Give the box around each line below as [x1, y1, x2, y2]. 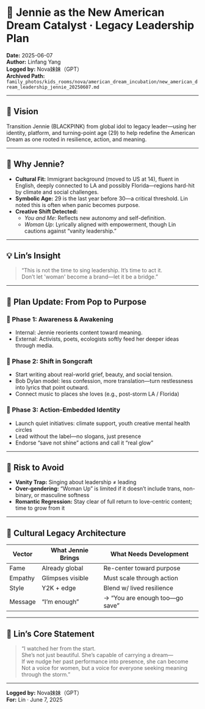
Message [9, 598, 36, 606]
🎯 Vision [6, 106, 38, 117]
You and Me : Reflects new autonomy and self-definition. [24, 214, 166, 222]
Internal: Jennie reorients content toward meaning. [15, 329, 143, 336]
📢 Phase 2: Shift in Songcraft [6, 357, 93, 365]
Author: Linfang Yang [6, 58, 61, 65]
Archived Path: [6, 72, 45, 79]
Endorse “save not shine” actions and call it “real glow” [15, 439, 154, 446]
